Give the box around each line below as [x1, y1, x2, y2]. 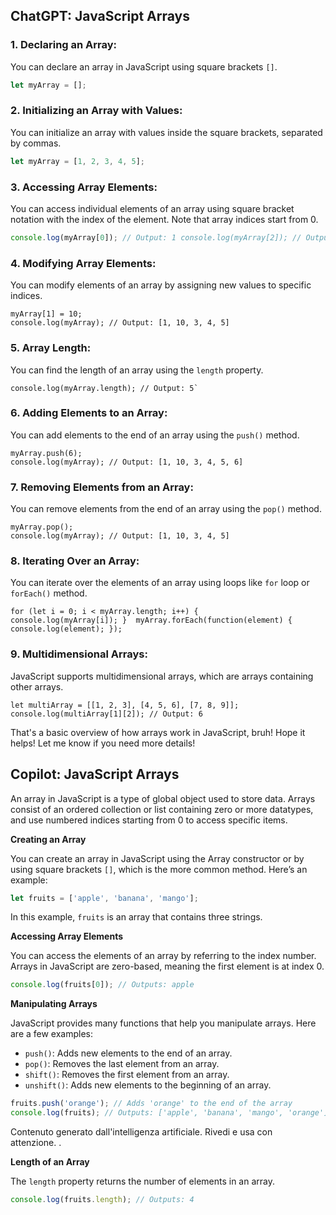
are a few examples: [10, 1028, 94, 1040]
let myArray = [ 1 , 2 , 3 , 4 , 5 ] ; [10, 156, 145, 166]
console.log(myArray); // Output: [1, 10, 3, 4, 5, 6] [10, 457, 244, 467]
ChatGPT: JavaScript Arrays [10, 8, 190, 25]
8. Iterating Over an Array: [10, 554, 140, 568]
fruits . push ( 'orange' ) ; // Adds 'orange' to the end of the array [10, 1099, 293, 1109]
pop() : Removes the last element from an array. [24, 1058, 220, 1070]
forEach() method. [10, 587, 88, 599]
